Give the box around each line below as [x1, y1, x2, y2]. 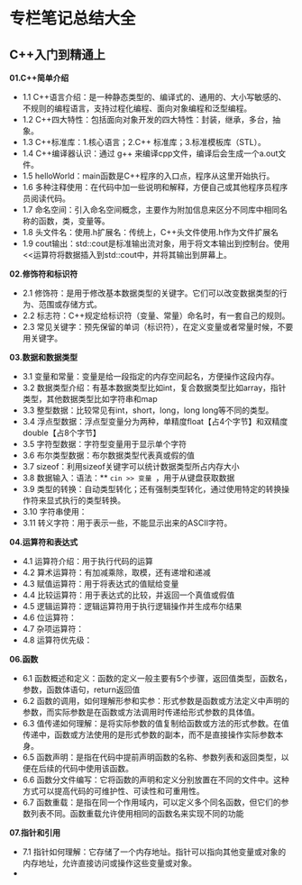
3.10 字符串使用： [22, 506, 87, 516]
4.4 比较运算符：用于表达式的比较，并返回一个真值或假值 [22, 589, 235, 600]
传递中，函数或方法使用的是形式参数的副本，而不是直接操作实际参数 [22, 729, 276, 740]
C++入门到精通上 [9, 47, 106, 62]
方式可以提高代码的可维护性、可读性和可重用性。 [22, 786, 205, 796]
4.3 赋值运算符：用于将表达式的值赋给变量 [22, 579, 179, 588]
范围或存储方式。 [38, 299, 102, 309]
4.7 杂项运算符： [22, 624, 85, 634]
